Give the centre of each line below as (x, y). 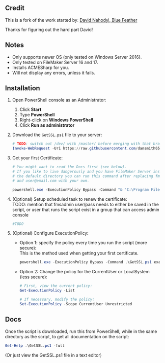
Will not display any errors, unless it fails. (54, 73)
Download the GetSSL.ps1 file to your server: (57, 135)
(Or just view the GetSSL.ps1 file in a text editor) (54, 355)
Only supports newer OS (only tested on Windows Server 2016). (77, 57)
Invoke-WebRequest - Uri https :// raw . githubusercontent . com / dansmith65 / (87, 148)
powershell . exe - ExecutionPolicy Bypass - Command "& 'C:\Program (80, 189)
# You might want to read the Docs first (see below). (69, 167)
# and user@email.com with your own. (51, 181)
